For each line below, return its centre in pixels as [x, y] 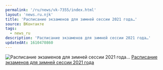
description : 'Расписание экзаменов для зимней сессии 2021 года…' [78, 38]
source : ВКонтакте [25, 24]
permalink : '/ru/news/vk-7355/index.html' [51, 10]
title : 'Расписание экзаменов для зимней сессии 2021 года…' [71, 19]
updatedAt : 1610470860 [29, 43]
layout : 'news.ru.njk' [29, 15]
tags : [11, 29]
